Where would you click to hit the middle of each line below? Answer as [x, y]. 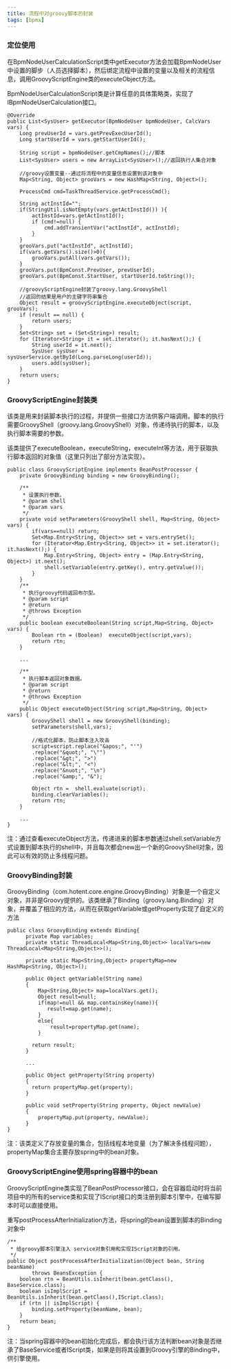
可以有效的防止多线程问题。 [52, 856]
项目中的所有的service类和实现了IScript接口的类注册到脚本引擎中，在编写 [111, 1197]
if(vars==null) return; [66, 532]
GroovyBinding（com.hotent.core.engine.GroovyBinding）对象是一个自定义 [114, 892]
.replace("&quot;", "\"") [69, 752]
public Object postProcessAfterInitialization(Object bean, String [106, 1261]
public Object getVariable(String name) [84, 979]
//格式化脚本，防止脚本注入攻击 [71, 741]
